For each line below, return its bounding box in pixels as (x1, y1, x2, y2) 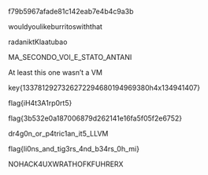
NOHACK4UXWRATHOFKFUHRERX (8, 159, 124, 169)
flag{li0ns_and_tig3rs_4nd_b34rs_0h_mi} (8, 144, 140, 153)
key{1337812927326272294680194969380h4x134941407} (8, 83, 201, 92)
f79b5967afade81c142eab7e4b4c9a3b (8, 7, 134, 16)
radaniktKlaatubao (8, 37, 68, 47)
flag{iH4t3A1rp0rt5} (8, 99, 72, 107)
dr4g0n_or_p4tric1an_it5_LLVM (8, 129, 109, 138)
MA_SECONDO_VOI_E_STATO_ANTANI (8, 53, 132, 61)
